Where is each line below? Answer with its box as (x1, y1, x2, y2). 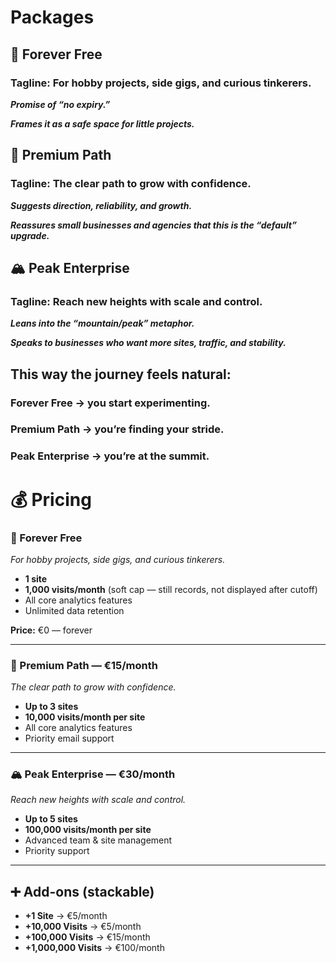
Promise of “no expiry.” (10, 98, 111, 110)
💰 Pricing (10, 488, 92, 511)
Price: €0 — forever (10, 624, 93, 636)
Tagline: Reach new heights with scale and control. (10, 294, 263, 308)
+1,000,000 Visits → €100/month (24, 942, 165, 954)
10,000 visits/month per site (24, 711, 146, 723)
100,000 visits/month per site (24, 824, 152, 836)
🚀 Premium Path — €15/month (10, 658, 158, 672)
